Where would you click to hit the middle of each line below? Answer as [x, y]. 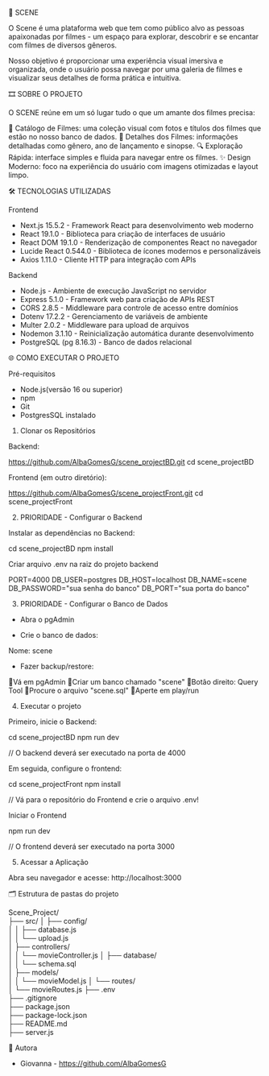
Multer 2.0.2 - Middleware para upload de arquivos [104, 325]
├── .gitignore [33, 998]
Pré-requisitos [32, 374]
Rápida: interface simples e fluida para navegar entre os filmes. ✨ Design [130, 157]
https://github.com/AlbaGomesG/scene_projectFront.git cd [106, 493]
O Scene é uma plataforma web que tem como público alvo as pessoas [126, 28]
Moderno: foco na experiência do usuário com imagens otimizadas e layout [133, 166]
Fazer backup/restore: [57, 666]
